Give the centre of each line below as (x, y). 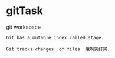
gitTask (24, 11)
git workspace (24, 27)
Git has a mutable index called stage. (55, 37)
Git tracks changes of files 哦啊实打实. (58, 49)
